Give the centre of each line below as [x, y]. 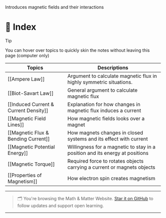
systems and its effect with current [108, 139]
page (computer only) [27, 55]
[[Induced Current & [31, 104]
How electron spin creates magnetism [111, 178]
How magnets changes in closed [105, 133]
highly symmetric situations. [100, 82]
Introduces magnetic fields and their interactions [55, 7]
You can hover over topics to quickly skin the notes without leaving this [77, 50]
